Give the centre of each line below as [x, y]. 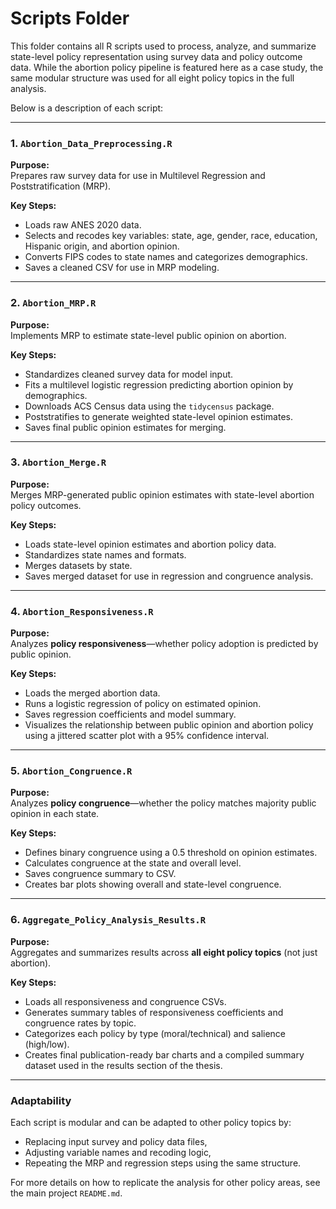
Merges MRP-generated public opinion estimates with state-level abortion [162, 494]
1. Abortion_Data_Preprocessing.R [91, 143]
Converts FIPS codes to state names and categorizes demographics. [166, 257]
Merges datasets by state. [78, 565]
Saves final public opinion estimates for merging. [125, 427]
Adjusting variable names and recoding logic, [118, 1153]
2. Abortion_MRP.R [53, 303]
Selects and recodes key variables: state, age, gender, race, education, [171, 236]
